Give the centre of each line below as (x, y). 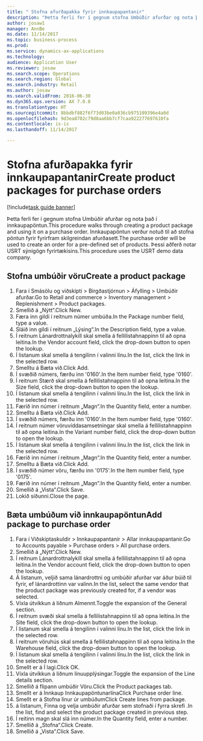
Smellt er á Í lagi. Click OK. (48, 667)
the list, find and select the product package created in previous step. (102, 712)
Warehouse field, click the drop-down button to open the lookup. (96, 648)
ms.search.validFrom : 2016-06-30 (49, 96)
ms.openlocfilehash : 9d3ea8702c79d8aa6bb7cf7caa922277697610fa (88, 118)
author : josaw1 (26, 23)
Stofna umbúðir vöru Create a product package (96, 276)
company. (19, 257)
